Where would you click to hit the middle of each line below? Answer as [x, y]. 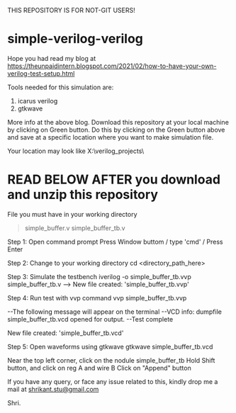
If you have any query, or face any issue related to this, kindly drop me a [113, 381]
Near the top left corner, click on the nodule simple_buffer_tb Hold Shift [111, 360]
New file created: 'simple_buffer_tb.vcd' [66, 333]
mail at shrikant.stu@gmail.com [53, 389]
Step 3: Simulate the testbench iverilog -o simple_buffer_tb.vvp [99, 276]
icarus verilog [38, 101]
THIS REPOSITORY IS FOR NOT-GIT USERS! [72, 10]
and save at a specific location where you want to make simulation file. [111, 137]
